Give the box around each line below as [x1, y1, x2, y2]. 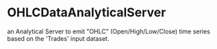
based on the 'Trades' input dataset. [7, 34, 110, 42]
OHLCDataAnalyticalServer [7, 5, 166, 20]
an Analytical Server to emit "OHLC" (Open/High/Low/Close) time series [7, 27, 211, 35]
